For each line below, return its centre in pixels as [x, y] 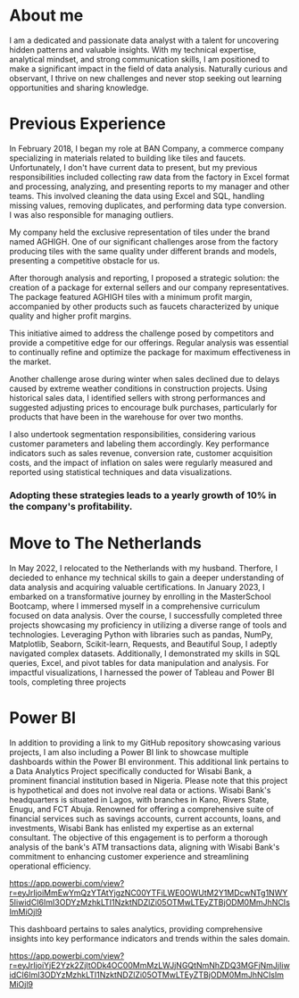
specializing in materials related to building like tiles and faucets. [128, 158]
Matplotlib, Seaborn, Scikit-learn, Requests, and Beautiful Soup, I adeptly [143, 644]
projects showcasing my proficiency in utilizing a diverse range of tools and [148, 625]
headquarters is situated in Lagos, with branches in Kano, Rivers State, [139, 799]
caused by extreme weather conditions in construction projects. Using [138, 388]
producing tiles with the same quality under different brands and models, [143, 251]
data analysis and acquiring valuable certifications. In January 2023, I [137, 586]
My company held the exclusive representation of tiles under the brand [140, 232]
